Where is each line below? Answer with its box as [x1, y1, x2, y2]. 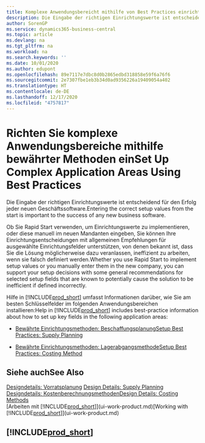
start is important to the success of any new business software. [6, 211, 166, 219]
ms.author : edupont [6, 65, 56, 72]
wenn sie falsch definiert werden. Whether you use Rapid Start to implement [6, 255, 197, 263]
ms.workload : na [6, 49, 48, 55]
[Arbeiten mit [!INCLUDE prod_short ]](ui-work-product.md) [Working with [6, 403, 189, 410]
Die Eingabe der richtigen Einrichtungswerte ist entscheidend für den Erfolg [6, 198, 196, 205]
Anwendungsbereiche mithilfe [6, 139, 164, 153]
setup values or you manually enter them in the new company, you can [6, 262, 184, 269]
